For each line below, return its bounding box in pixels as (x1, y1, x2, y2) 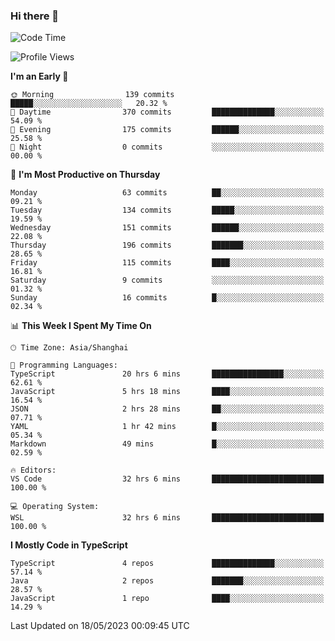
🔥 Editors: (10, 465, 57, 476)
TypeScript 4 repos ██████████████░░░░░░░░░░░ (10, 559, 325, 569)
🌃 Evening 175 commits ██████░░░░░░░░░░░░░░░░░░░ (10, 125, 325, 135)
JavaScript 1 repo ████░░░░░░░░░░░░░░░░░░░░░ (10, 594, 325, 604)
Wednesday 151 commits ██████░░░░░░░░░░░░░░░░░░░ (10, 223, 325, 233)
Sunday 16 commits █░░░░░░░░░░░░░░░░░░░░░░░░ (10, 293, 325, 303)
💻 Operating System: (10, 502, 100, 512)
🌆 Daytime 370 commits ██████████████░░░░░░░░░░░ (10, 107, 325, 118)
